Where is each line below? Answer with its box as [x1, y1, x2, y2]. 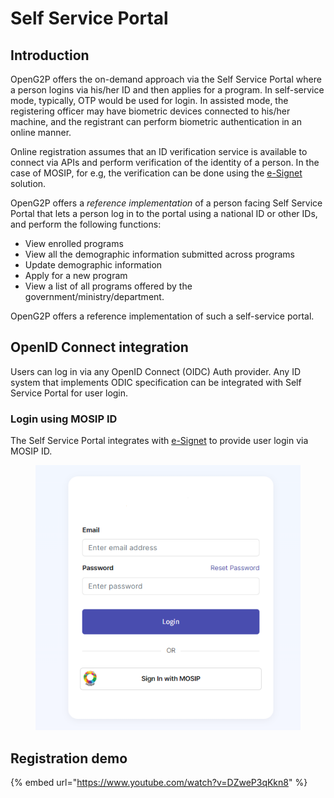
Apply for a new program [24, 270, 128, 281]
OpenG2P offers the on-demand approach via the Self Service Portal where [10, 73, 322, 85]
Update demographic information [24, 259, 163, 271]
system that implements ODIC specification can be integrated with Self [10, 376, 302, 388]
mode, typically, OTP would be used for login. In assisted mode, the [10, 95, 289, 106]
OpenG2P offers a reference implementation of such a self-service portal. [10, 310, 315, 322]
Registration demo [10, 750, 128, 767]
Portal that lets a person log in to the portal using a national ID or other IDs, [10, 208, 318, 219]
